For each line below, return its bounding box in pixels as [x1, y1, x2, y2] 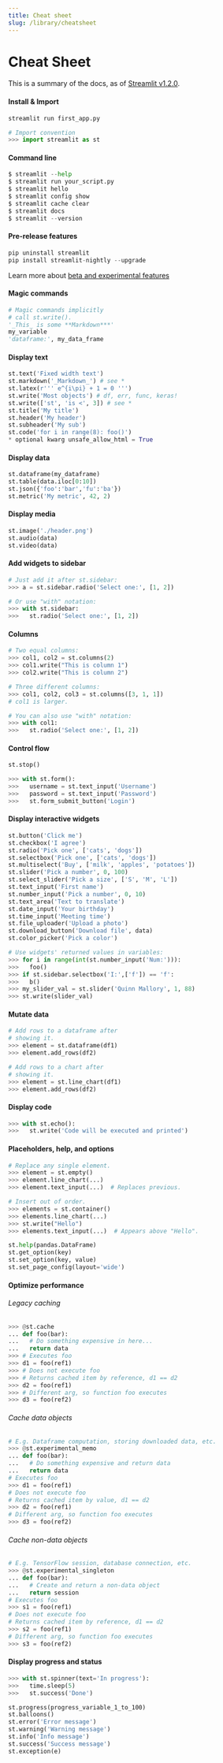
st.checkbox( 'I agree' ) [8, 839, 87, 847]
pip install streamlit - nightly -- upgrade [8, 256, 147, 264]
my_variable [8, 328, 47, 336]
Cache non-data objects [8, 1534, 88, 1545]
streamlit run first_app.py [8, 114, 101, 122]
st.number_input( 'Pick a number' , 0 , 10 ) [8, 890, 147, 898]
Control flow [8, 743, 50, 753]
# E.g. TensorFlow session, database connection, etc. [8, 1560, 192, 1568]
